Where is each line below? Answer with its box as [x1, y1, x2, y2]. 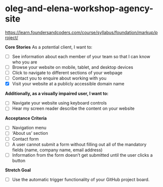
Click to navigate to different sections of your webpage [12, 70, 123, 76]
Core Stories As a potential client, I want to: [5, 44, 92, 50]
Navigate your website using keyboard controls [12, 100, 107, 106]
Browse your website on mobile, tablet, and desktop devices [12, 64, 133, 70]
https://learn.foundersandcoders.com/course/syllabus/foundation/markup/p [5, 29, 158, 35]
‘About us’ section [12, 130, 48, 136]
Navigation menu [12, 125, 47, 131]
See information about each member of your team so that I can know [12, 53, 150, 59]
